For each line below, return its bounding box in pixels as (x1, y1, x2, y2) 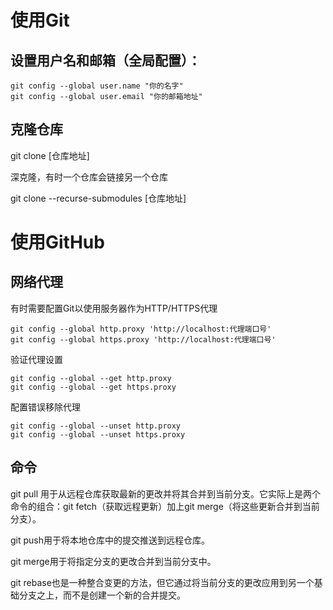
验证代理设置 (10, 353, 63, 365)
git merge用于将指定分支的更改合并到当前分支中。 (10, 555, 217, 567)
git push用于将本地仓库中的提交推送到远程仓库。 (10, 534, 211, 546)
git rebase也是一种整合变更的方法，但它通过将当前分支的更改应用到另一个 (10, 576, 315, 588)
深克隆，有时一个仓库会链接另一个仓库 (10, 171, 168, 183)
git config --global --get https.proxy (10, 382, 177, 392)
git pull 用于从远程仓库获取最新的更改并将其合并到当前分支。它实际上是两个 (10, 487, 322, 500)
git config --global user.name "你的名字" (10, 81, 184, 91)
